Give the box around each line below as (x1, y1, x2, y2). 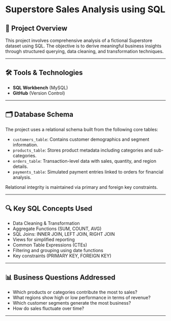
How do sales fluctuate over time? (12, 305, 84, 312)
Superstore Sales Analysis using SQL (5, 4, 165, 15)
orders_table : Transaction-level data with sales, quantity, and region (12, 158, 157, 164)
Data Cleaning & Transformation (12, 220, 80, 227)
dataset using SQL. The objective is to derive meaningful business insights (5, 43, 162, 49)
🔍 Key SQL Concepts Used (5, 204, 93, 213)
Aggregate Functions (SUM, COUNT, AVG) (12, 226, 102, 232)
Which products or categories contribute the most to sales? (12, 289, 137, 295)
